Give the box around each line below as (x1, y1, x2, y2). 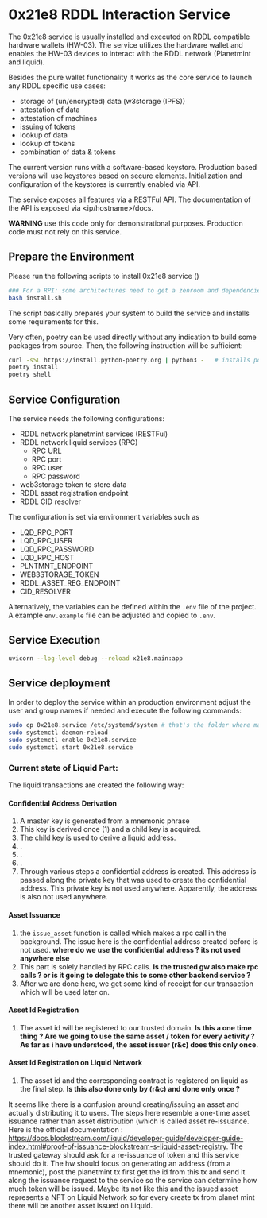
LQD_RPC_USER (19, 536, 73, 545)
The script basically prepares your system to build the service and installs (8, 308, 250, 318)
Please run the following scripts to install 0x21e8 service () (8, 271, 200, 280)
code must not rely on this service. (8, 226, 122, 236)
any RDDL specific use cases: (8, 81, 106, 91)
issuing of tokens (19, 122, 76, 131)
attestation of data (19, 105, 80, 114)
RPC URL (31, 446, 62, 455)
